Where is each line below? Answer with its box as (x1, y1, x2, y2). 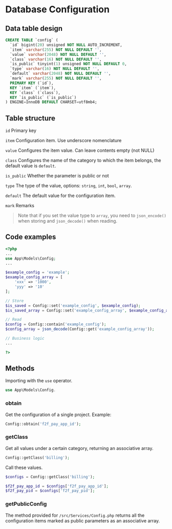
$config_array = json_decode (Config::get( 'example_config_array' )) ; (5, 327, 155, 332)
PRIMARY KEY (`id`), (10, 81, 54, 86)
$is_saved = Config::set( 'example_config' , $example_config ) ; (5, 303, 141, 308)
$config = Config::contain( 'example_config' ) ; (5, 322, 106, 327)
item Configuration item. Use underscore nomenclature (5, 138, 122, 144)
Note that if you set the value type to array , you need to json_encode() (17, 212, 166, 219)
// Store (5, 298, 24, 303)
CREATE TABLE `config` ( (5, 37, 58, 43)
